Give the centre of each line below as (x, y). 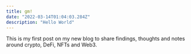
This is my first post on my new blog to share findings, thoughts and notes (96, 39)
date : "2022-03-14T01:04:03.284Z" (48, 17)
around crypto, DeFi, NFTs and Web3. (52, 45)
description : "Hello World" (40, 22)
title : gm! (19, 11)
